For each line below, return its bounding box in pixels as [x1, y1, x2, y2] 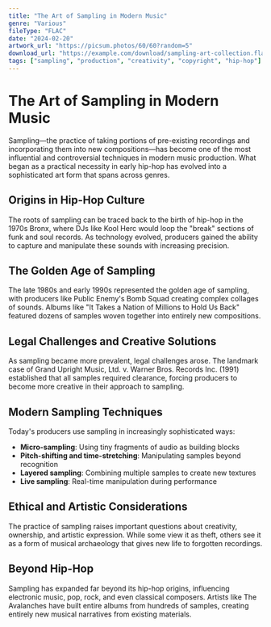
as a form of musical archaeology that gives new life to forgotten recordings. [8, 538, 263, 548]
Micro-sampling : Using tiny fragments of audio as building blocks [19, 442, 240, 452]
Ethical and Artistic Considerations [8, 500, 188, 514]
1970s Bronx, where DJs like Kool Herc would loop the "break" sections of [8, 223, 254, 233]
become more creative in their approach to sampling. [8, 381, 185, 392]
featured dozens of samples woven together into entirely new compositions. [8, 311, 261, 321]
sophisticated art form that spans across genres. [8, 170, 170, 179]
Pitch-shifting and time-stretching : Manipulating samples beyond [19, 451, 242, 461]
